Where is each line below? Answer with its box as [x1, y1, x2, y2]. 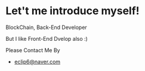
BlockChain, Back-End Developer [5, 24, 87, 31]
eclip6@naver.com [14, 58, 61, 65]
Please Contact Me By [5, 46, 60, 54]
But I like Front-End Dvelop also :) [5, 35, 88, 42]
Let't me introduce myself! [5, 4, 140, 18]
